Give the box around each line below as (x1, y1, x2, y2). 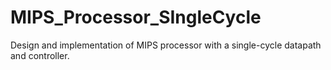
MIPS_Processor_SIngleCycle (10, 6, 262, 29)
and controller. (10, 49, 70, 61)
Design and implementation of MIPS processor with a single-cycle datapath (10, 39, 322, 51)
